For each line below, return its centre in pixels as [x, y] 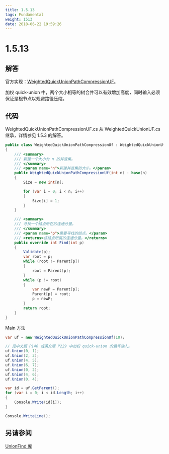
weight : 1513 [19, 19]
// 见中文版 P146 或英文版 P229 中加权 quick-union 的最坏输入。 [69, 346]
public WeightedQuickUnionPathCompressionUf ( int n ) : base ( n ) [81, 173]
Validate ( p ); [37, 252]
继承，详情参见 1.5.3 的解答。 [35, 135]
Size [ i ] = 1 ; [46, 201]
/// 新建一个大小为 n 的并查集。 [45, 159]
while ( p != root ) [43, 280]
